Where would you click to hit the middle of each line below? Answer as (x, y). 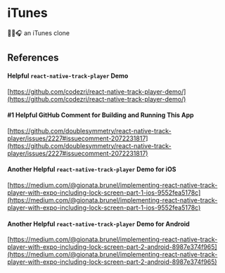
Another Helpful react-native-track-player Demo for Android (98, 224)
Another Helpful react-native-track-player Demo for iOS (92, 169)
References (33, 58)
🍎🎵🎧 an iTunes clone (39, 32)
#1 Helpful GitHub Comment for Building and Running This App (101, 115)
